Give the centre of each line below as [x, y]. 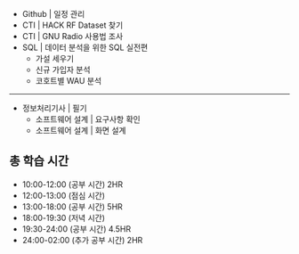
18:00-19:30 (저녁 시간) [63, 217]
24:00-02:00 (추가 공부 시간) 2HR [82, 240]
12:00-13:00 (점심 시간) [63, 195]
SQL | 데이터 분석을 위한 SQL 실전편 [85, 47]
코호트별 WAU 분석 [69, 81]
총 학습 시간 [39, 161]
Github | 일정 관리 [53, 14]
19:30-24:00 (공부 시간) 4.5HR [77, 229]
